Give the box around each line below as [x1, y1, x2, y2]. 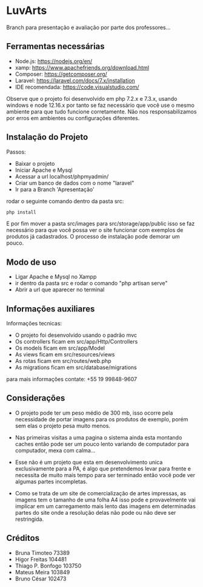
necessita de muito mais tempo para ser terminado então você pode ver [15, 471, 196, 478]
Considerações [6, 393, 65, 404]
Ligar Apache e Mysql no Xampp [15, 273, 97, 280]
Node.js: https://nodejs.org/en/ [15, 57, 93, 64]
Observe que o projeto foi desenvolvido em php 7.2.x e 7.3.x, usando [6, 95, 178, 102]
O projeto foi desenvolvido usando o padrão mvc [15, 331, 138, 339]
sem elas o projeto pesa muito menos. [15, 422, 111, 429]
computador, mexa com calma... [15, 447, 96, 454]
